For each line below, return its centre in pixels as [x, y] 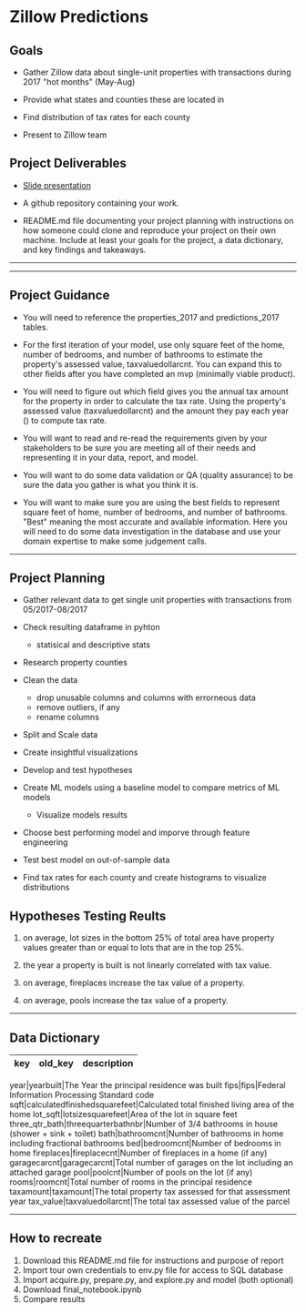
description [108, 1064]
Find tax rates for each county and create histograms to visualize [144, 878]
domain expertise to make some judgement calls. [115, 541]
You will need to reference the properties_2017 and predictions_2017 [151, 317]
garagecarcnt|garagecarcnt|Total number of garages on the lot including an [151, 1163]
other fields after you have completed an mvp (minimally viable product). [159, 373]
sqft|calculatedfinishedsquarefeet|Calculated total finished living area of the [152, 1104]
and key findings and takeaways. [84, 249]
